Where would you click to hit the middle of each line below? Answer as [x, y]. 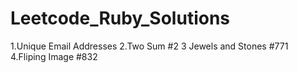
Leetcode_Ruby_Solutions [120, 18]
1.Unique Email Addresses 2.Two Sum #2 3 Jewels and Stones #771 [149, 46]
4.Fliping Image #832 [54, 56]
